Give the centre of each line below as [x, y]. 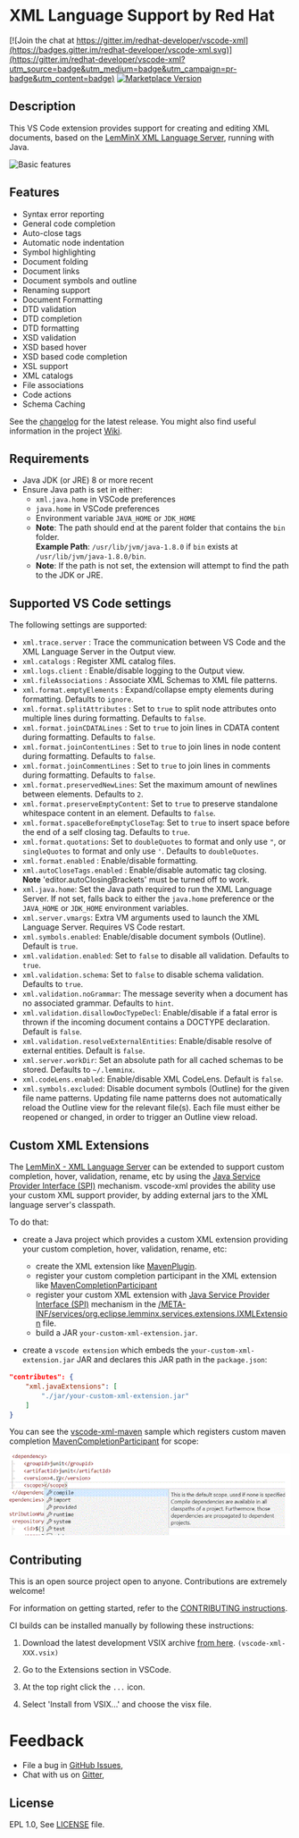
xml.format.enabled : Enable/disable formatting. [110, 861]
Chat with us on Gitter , [63, 1775]
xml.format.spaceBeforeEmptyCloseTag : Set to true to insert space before [156, 822]
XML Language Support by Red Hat [142, 16]
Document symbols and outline [79, 280]
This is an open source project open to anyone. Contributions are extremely [148, 1581]
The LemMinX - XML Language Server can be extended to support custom [147, 1167]
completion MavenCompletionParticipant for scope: [104, 1441]
